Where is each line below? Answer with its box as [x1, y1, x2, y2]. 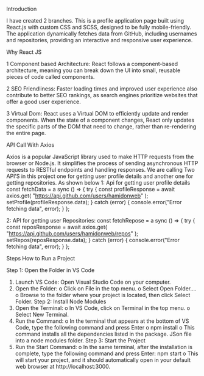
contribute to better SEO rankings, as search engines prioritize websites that [6, 92, 198, 98]
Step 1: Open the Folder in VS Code [6, 267, 95, 274]
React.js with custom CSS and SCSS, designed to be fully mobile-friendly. [6, 24, 192, 31]
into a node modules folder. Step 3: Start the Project [15, 337, 146, 344]
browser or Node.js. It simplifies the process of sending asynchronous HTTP [6, 160, 199, 167]
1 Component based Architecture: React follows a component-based [6, 61, 178, 67]
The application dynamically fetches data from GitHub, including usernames [6, 30, 197, 37]
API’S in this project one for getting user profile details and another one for [6, 172, 194, 180]
